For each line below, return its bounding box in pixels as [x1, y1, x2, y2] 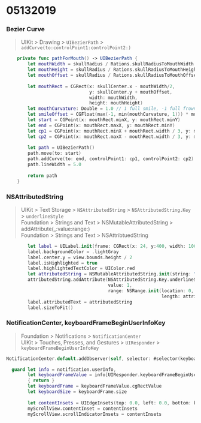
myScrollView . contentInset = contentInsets [28, 406, 138, 412]
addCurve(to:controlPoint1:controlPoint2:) [20, 45, 132, 51]
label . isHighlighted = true [28, 260, 98, 266]
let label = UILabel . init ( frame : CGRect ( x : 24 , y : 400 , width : [28, 243, 186, 249]
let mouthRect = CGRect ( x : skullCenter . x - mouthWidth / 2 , [28, 83, 175, 89]
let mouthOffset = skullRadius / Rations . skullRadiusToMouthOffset [28, 73, 199, 79]
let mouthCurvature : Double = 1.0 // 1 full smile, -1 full [28, 106, 181, 112]
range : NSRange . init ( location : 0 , [108, 287, 194, 294]
